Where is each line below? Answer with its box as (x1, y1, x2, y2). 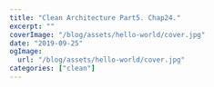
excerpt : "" (9, 22, 55, 31)
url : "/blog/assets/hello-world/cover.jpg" (17, 55, 185, 64)
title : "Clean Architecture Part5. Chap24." (9, 13, 181, 23)
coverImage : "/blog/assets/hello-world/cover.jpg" (9, 30, 206, 39)
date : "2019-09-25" (9, 38, 84, 48)
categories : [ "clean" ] (9, 64, 96, 73)
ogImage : (9, 47, 43, 56)
